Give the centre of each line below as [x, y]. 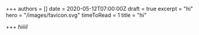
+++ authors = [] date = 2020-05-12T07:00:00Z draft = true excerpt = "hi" [99, 9]
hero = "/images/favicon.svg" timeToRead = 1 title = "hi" [76, 15]
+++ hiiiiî [17, 27]
